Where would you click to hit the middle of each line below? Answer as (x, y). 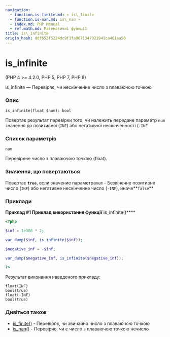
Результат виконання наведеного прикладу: (53, 277)
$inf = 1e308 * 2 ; (25, 231)
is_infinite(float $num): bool (38, 111)
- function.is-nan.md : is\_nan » (45, 19)
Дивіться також (26, 312)
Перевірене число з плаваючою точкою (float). (56, 159)
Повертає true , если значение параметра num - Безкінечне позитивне (80, 182)
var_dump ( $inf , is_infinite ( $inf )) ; (44, 240)
